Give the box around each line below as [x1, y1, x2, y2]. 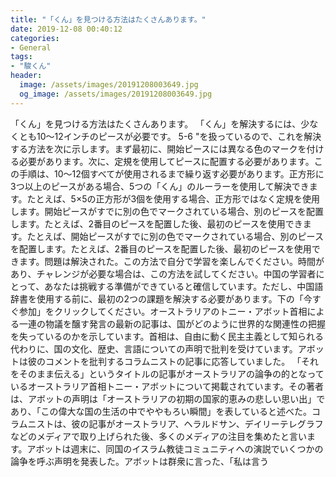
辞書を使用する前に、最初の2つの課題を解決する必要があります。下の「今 [10, 292, 313, 305]
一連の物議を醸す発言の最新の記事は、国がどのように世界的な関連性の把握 [18, 317, 326, 330]
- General [10, 42, 52, 53]
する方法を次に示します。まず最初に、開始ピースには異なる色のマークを [10, 142, 307, 155]
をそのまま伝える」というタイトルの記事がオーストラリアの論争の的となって [10, 367, 325, 380]
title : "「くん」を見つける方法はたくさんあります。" [10, 14, 207, 25]
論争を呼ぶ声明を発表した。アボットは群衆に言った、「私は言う [10, 455, 269, 467]
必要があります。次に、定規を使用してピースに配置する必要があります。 [18, 155, 315, 167]
